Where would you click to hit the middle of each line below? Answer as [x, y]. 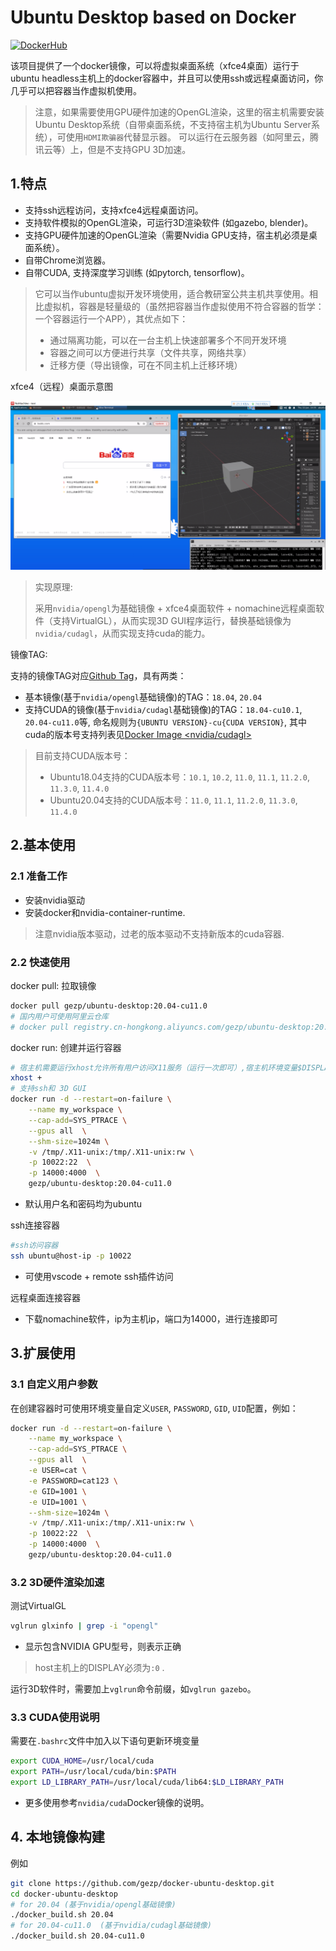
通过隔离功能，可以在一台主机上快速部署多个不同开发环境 [168, 340]
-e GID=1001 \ [57, 1491]
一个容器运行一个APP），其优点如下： [111, 318]
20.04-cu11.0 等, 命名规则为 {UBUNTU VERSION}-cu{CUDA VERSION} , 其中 [165, 722]
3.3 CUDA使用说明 [55, 1717]
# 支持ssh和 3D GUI [48, 1089]
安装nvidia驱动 [54, 900]
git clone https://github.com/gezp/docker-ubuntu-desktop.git [142, 1883]
